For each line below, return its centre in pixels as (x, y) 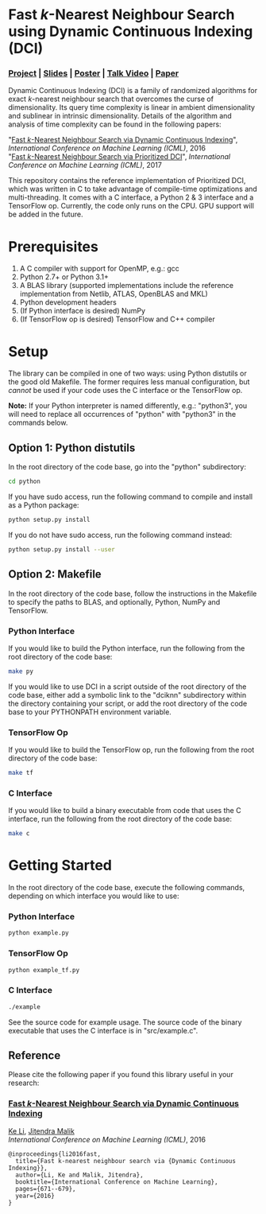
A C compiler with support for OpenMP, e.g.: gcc (100, 269)
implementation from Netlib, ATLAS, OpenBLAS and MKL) (114, 294)
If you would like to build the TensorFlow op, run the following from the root (131, 750)
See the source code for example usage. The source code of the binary (125, 1022)
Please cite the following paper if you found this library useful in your (121, 1075)
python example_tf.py (44, 970)
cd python (25, 482)
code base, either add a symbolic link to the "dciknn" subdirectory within (127, 695)
